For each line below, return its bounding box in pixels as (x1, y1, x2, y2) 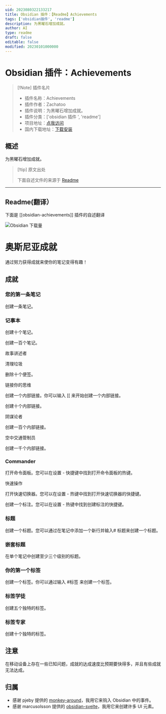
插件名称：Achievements (24, 95, 76, 101)
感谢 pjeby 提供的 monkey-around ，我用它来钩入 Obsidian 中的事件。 (12, 697, 154, 703)
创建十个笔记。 (5, 329, 36, 335)
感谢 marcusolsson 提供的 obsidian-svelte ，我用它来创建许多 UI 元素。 (12, 703, 157, 709)
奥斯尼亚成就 (5, 242, 58, 253)
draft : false (5, 35, 32, 40)
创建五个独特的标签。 (5, 605, 48, 611)
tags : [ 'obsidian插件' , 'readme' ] (5, 16, 75, 21)
